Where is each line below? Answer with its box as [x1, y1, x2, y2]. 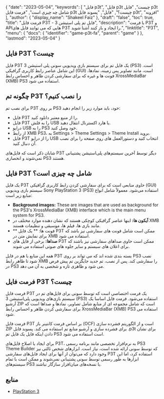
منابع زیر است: [5, 192, 33, 198]
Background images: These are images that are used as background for [12, 202, 159, 208]
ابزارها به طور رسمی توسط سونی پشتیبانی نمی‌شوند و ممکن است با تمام [5, 356, 139, 362]
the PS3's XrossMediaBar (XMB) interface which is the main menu [12, 207, 146, 213]
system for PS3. [12, 212, 45, 218]
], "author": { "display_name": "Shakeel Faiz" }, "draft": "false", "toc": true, [5, 15, 154, 20]
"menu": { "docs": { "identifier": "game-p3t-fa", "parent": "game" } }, [5, 30, 143, 36]
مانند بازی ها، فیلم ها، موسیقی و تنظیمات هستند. [12, 223, 101, 229]
